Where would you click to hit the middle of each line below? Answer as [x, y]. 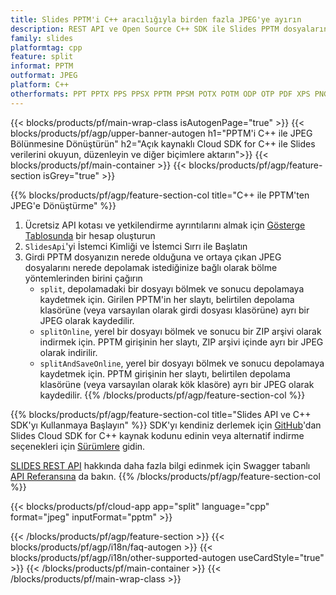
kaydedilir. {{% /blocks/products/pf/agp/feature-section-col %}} [172, 395]
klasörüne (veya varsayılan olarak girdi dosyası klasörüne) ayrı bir [174, 310]
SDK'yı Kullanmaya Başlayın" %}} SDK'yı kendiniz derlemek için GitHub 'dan [166, 425]
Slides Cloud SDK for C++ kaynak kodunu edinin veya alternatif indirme [157, 435]
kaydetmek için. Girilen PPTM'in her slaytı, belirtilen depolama [167, 299]
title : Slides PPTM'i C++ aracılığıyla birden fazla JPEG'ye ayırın [156, 19]
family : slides [42, 38]
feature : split [42, 57]
